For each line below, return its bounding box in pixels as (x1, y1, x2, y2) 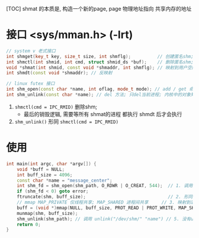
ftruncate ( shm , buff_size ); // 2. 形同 (17, 194, 193, 200)
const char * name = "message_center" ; (17, 177, 113, 184)
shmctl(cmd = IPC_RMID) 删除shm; (14, 103, 98, 110)
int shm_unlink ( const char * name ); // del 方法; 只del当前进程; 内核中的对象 (6, 92, 191, 98)
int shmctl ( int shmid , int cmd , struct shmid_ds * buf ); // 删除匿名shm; (6, 59, 194, 65)
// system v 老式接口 (6, 48, 56, 54)
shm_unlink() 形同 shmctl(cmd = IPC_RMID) (14, 118, 119, 125)
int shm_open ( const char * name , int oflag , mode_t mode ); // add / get (6, 86, 187, 92)
